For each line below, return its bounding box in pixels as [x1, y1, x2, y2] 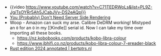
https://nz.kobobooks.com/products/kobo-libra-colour [17, 35, 127, 41]
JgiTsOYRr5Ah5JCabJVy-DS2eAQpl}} [9, 9, 86, 15]
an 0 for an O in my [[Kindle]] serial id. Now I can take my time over [9, 25, 143, 31]
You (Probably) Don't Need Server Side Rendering [9, 15, 111, 20]
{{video [9, 4, 25, 10]
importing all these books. [9, 30, 62, 36]
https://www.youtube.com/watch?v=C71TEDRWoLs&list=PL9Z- [26, 4, 153, 10]
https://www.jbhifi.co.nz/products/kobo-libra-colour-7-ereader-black [17, 40, 156, 46]
